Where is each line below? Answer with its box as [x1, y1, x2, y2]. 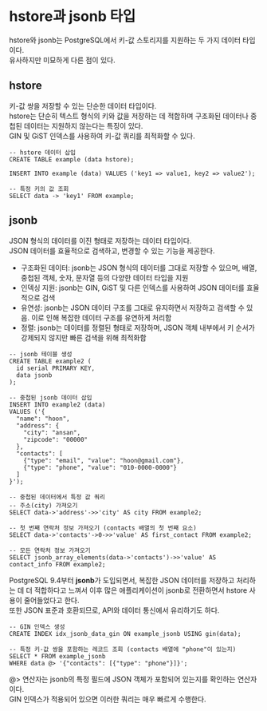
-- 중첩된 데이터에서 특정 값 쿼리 [9, 493, 106, 501]
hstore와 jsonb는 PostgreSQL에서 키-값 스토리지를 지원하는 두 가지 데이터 [9, 35, 241, 45]
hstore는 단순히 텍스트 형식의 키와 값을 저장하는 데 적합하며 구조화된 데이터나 [9, 111, 249, 121]
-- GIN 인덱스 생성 [9, 622, 65, 631]
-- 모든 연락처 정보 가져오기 [9, 546, 91, 554]
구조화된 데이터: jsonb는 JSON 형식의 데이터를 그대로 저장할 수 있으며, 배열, [20, 263, 257, 272]
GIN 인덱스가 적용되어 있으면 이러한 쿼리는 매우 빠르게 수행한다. [9, 694, 206, 704]
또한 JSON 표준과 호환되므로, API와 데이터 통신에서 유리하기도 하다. [9, 605, 220, 615]
